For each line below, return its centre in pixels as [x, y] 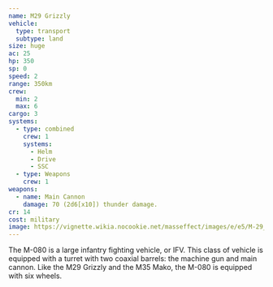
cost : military [34, 220]
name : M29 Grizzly [39, 16]
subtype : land [39, 39]
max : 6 [27, 106]
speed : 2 [23, 76]
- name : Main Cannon [50, 197]
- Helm [41, 152]
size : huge [27, 46]
